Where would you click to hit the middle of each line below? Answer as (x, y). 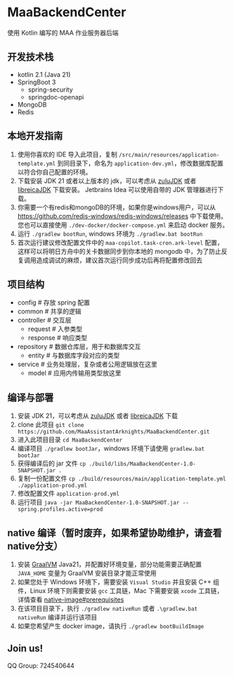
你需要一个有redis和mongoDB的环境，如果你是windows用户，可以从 (117, 207)
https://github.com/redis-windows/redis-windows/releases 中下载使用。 (122, 216)
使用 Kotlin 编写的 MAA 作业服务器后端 (63, 32)
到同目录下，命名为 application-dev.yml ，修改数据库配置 (140, 163)
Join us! (25, 648)
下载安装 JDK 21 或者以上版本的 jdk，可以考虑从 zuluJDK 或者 (107, 181)
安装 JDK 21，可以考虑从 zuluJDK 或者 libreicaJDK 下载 (97, 416)
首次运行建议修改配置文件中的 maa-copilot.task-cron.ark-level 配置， (120, 242)
